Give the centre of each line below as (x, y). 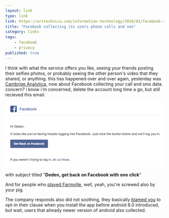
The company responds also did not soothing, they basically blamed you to (83, 200)
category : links (22, 32)
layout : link (19, 11)
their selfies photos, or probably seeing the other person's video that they (82, 73)
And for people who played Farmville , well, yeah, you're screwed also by (80, 185)
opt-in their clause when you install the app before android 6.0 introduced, (82, 205)
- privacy (25, 48)
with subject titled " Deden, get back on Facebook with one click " (73, 175)
